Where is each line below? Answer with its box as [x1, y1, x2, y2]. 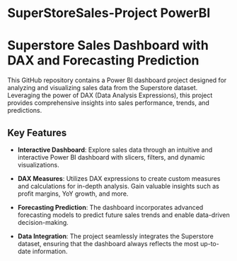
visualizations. [17, 160, 60, 169]
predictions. [7, 106, 42, 115]
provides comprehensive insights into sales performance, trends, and [7, 99, 210, 107]
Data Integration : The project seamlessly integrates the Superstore [17, 232, 214, 240]
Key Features [7, 126, 67, 139]
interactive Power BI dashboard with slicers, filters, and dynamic [17, 152, 205, 161]
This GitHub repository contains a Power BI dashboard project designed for [7, 76, 227, 84]
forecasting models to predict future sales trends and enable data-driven [17, 211, 230, 219]
